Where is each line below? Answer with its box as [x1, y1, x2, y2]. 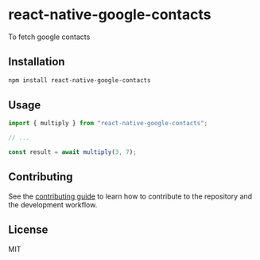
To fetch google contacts [8, 32, 91, 41]
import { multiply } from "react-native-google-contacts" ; [8, 120, 208, 128]
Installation [8, 55, 65, 69]
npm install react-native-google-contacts [8, 76, 151, 85]
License [8, 223, 49, 237]
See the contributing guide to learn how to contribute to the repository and [8, 191, 253, 201]
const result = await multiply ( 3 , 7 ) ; [8, 148, 137, 156]
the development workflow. [8, 199, 98, 209]
